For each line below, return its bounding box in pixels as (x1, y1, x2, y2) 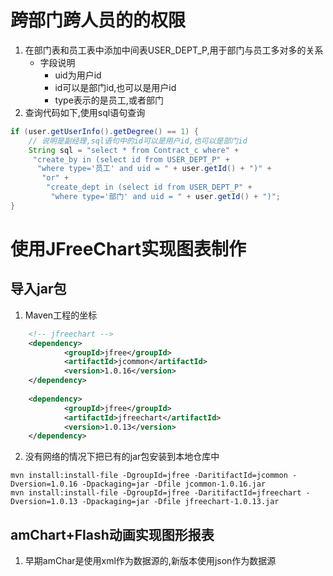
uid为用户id (54, 69, 102, 81)
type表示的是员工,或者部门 (54, 94, 164, 106)
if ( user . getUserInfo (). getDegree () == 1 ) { (10, 126, 199, 136)
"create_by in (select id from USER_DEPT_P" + (32, 154, 230, 165)
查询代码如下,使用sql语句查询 (24, 106, 146, 118)
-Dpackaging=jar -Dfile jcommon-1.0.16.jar (81, 479, 267, 490)
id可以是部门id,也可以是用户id (54, 81, 177, 93)
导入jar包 (10, 281, 67, 298)
